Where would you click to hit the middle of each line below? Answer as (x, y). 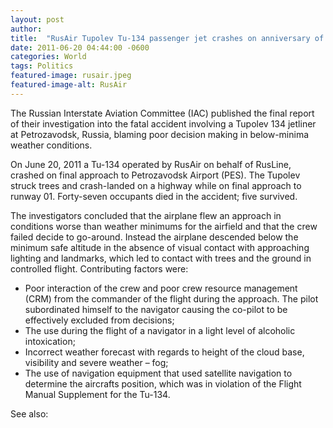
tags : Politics (42, 66)
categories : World (48, 57)
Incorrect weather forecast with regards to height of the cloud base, (164, 352)
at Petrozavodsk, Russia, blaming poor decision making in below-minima (160, 134)
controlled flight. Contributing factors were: (99, 268)
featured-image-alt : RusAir (69, 85)
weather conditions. (51, 145)
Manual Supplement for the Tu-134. (97, 394)
